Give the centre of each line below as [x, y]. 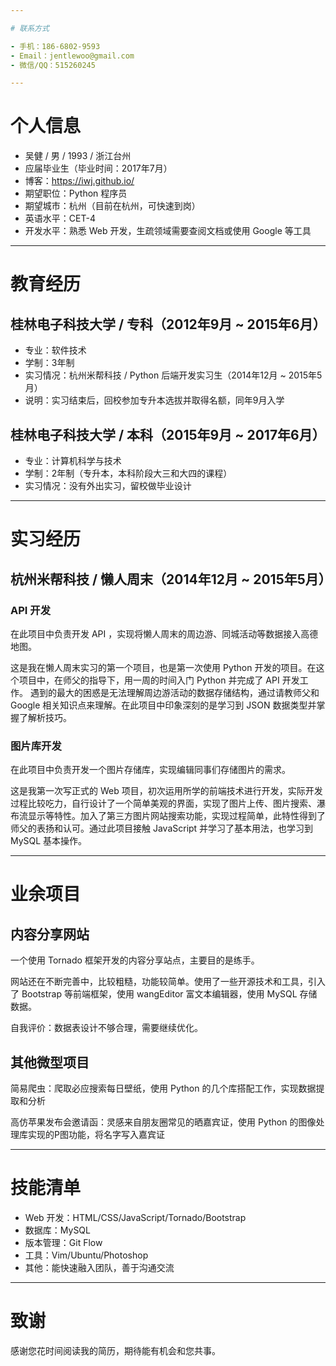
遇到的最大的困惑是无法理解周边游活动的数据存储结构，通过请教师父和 [174, 692]
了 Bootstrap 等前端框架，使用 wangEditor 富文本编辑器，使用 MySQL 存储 [164, 994]
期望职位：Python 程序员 [76, 193]
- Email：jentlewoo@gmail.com [72, 56]
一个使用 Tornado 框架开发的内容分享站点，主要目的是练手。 [135, 960]
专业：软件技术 [55, 350]
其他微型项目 [50, 1062]
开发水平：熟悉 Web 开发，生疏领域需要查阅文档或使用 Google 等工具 [168, 231]
